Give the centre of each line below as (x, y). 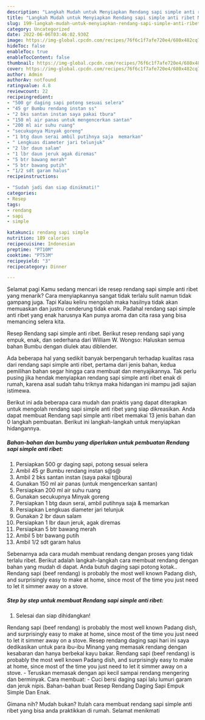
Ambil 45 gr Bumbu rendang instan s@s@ (68, 471)
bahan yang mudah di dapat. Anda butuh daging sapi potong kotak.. (92, 567)
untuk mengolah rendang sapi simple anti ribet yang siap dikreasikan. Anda (101, 409)
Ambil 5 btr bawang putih (47, 536)
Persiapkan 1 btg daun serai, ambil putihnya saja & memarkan (92, 503)
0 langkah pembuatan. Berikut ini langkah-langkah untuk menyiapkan (94, 422)
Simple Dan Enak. (29, 693)
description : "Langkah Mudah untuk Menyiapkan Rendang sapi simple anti (101, 12)
